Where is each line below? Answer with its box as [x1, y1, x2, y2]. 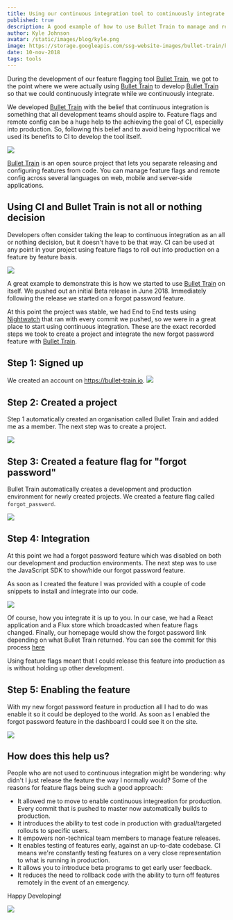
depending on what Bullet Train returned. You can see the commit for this [7, 636, 217, 644]
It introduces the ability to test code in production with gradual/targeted [17, 819, 222, 828]
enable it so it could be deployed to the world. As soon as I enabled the [7, 710, 210, 718]
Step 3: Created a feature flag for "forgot [7, 455, 187, 467]
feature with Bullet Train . [7, 337, 78, 345]
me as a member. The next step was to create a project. [7, 422, 166, 431]
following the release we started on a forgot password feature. [7, 293, 186, 302]
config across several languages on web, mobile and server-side [7, 173, 193, 181]
